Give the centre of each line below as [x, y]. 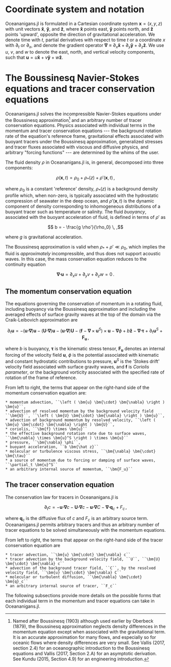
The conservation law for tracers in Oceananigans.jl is [62, 497]
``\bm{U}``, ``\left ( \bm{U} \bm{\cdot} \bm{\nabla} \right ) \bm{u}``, [85, 416]
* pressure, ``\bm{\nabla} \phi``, [43, 442]
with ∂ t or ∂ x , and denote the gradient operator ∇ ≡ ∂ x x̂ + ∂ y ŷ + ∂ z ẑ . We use [85, 46]
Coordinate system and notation [75, 9]
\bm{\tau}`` [18, 456]
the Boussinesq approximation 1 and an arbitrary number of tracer [74, 119]
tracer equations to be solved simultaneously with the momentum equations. [86, 530]
